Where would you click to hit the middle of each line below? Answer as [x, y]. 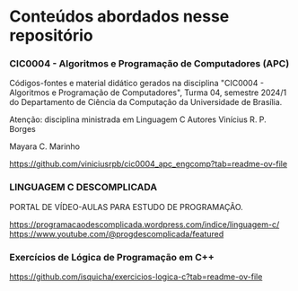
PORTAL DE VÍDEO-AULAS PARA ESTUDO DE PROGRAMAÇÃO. [127, 207]
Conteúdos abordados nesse [119, 17]
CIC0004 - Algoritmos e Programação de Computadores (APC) [149, 64]
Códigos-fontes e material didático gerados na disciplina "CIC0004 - [137, 84]
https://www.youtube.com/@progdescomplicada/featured [117, 234]
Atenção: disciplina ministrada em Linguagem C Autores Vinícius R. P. [138, 119]
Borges [22, 129]
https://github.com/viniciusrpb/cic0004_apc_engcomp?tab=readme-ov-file [149, 164]
